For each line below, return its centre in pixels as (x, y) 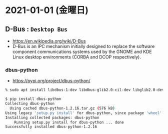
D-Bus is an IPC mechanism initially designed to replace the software (83, 46)
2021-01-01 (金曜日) (47, 10)
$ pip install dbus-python (33, 99)
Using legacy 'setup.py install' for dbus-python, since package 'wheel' (84, 113)
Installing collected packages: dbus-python (52, 117)
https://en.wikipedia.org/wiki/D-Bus (49, 41)
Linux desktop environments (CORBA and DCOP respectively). (76, 57)
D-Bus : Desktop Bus (36, 29)
